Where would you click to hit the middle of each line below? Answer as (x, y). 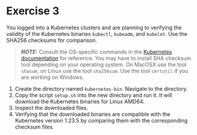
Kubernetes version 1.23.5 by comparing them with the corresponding (101, 120)
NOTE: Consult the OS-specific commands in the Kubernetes (96, 51)
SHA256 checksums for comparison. (52, 40)
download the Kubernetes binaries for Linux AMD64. (80, 101)
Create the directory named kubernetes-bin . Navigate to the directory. (101, 88)
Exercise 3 (33, 11)
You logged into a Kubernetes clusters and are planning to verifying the (94, 27)
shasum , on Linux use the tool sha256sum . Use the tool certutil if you (104, 70)
